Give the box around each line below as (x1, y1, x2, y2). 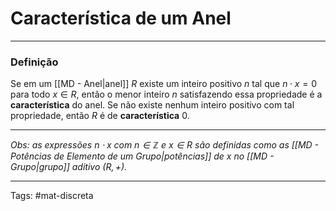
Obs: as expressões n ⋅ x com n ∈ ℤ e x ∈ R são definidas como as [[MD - (10, 139, 320, 151)
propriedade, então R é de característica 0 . (10, 110, 190, 122)
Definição (10, 55, 59, 69)
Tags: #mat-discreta (10, 190, 94, 202)
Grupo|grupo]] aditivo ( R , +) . (10, 161, 128, 173)
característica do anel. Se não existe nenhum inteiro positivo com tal (10, 99, 295, 111)
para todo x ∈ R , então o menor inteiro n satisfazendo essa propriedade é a (10, 88, 323, 101)
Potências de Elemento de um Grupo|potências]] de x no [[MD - (10, 150, 275, 162)
